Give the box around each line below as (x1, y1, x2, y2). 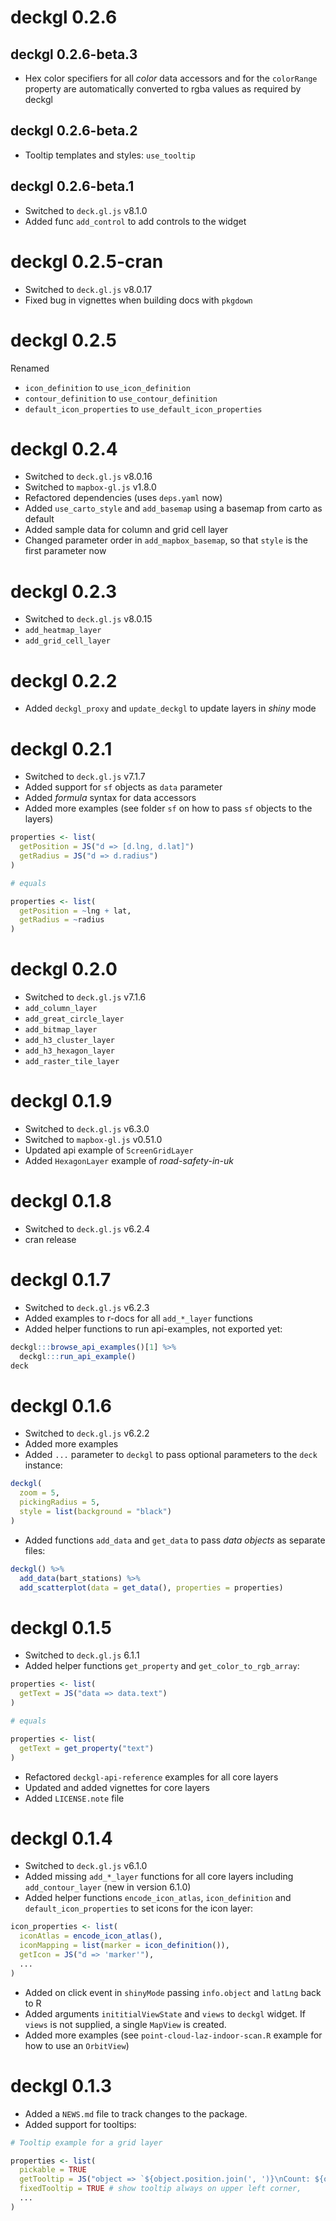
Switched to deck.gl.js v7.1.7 (24, 771, 146, 783)
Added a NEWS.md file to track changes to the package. (24, 2107, 248, 2120)
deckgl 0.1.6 (10, 1394, 112, 1417)
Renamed (10, 362, 50, 374)
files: (24, 1544, 46, 1556)
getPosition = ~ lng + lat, (19, 906, 132, 916)
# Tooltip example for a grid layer (10, 2137, 163, 2148)
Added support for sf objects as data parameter (24, 781, 223, 793)
